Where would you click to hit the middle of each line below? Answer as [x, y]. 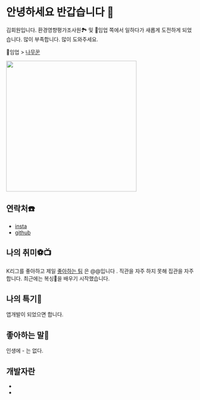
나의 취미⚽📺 [29, 253]
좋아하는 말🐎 [28, 335]
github [23, 232]
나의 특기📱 [24, 299]
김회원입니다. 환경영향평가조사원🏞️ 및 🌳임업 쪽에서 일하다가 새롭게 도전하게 [93, 30]
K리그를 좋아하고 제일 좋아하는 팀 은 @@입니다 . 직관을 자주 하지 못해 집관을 [95, 271]
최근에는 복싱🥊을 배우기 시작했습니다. [67, 278]
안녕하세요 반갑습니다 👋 [60, 12]
